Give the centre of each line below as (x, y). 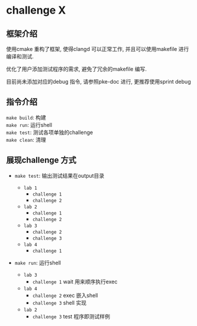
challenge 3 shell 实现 (59, 302)
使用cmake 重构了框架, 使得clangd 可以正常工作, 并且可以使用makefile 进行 (98, 49)
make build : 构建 (26, 117)
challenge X (36, 10)
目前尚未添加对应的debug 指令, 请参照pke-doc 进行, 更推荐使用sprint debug (98, 81)
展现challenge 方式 (41, 160)
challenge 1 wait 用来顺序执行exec (75, 282)
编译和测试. (20, 56)
